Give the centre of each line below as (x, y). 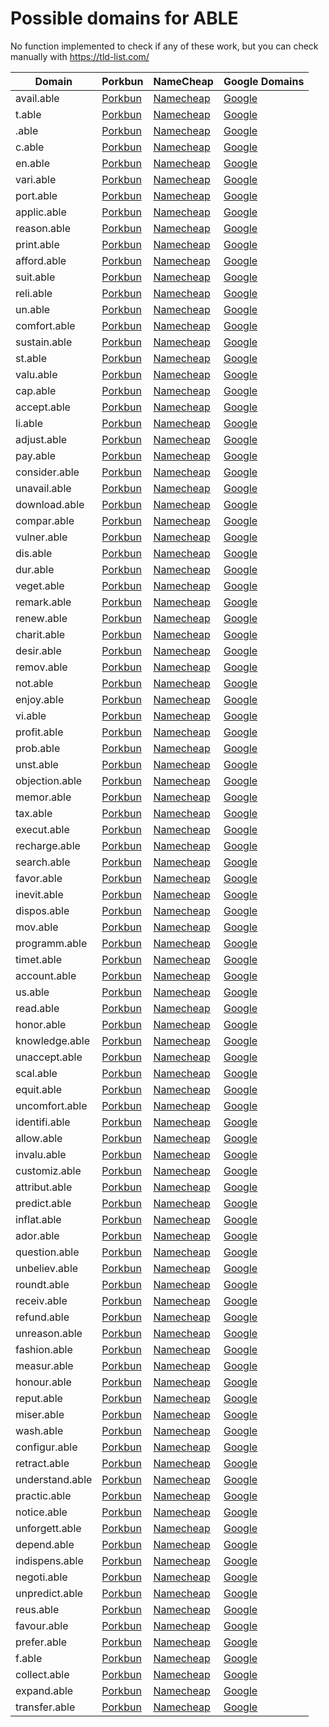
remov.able (41, 667)
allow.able (39, 1138)
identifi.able (43, 1122)
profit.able (39, 732)
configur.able (46, 1447)
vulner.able (41, 537)
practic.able (43, 1495)
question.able (47, 1252)
